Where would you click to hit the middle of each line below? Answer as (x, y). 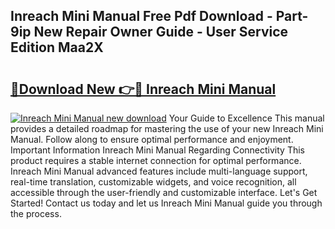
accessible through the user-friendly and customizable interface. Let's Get (164, 192)
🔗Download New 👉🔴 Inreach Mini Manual (143, 89)
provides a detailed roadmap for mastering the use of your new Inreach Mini (167, 128)
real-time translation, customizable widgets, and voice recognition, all (153, 182)
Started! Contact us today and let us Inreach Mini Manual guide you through (166, 203)
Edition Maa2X (57, 47)
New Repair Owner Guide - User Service (161, 32)
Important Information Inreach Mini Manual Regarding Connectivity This (158, 150)
